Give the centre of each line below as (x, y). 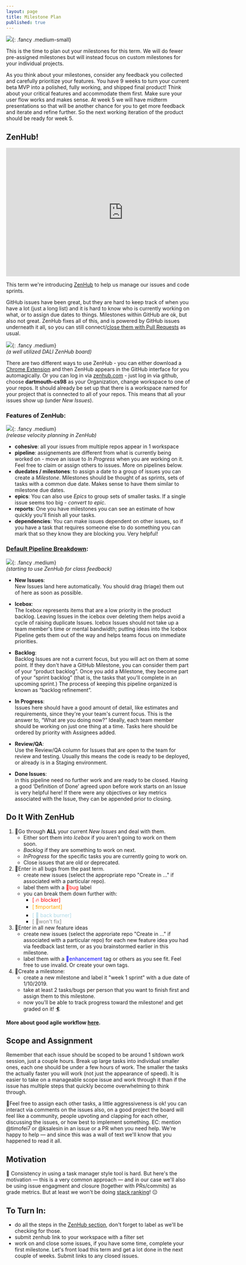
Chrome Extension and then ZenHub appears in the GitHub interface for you (98, 369)
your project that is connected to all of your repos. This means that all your (96, 394)
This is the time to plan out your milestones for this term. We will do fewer (94, 51)
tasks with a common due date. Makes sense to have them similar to (97, 484)
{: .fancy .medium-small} (42, 40)
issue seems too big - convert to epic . (60, 503)
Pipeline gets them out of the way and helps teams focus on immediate (100, 635)
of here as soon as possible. (48, 592)
